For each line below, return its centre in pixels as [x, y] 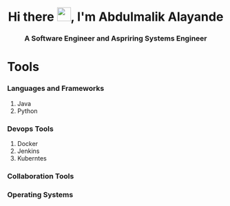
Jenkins [28, 151]
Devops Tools [30, 129]
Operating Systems [40, 194]
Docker [28, 143]
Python [27, 111]
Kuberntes [32, 158]
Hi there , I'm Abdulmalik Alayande [116, 17]
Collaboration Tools [41, 176]
